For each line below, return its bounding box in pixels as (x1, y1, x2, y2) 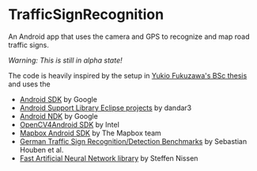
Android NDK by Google (19, 111, 99, 120)
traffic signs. (8, 40, 49, 49)
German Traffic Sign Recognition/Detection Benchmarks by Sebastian (19, 136, 248, 146)
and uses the (8, 79, 51, 89)
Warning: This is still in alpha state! (8, 55, 123, 65)
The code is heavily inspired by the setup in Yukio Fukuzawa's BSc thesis (8, 70, 248, 80)
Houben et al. (19, 145, 64, 154)
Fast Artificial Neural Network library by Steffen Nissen (19, 153, 198, 163)
